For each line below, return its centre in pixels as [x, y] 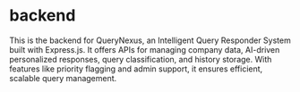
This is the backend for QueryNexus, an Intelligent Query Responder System [150, 40]
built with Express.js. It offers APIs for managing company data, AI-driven [145, 49]
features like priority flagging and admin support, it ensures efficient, [136, 69]
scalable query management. [63, 78]
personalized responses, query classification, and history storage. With [141, 59]
